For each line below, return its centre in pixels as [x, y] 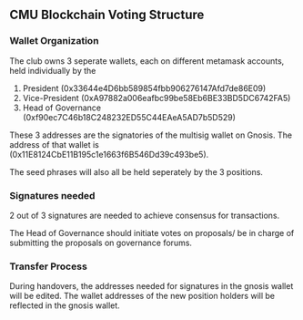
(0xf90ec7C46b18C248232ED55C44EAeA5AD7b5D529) [129, 117]
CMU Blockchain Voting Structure [107, 15]
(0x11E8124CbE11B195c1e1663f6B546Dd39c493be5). [109, 154]
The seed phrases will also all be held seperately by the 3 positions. [136, 171]
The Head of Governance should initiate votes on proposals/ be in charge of [152, 232]
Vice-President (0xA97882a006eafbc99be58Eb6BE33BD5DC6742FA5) [157, 98]
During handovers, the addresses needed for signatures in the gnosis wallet [151, 286]
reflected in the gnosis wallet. [65, 305]
